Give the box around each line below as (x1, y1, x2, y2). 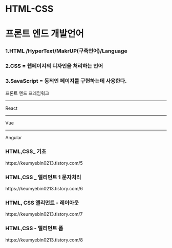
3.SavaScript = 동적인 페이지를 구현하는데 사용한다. (5, 78, 127, 85)
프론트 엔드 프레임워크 (5, 90, 50, 96)
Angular (5, 134, 22, 140)
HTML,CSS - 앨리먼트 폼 (5, 225, 63, 232)
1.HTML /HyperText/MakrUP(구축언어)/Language (5, 47, 127, 55)
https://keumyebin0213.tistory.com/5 (5, 160, 83, 166)
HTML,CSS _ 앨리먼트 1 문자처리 (5, 173, 81, 181)
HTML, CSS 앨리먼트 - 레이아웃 (5, 200, 79, 207)
